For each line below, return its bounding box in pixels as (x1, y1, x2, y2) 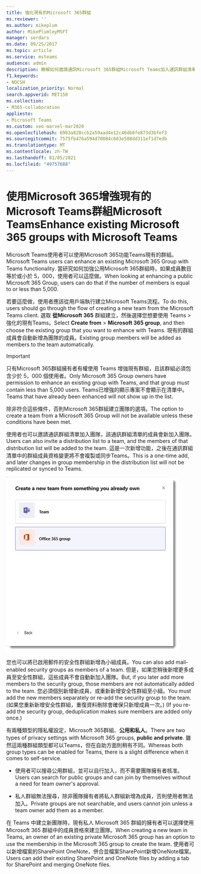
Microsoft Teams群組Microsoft (6, 204, 162, 218)
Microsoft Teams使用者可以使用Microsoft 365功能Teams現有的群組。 (6, 251, 178, 258)
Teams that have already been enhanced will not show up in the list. (6, 393, 173, 400)
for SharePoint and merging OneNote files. (6, 861, 111, 868)
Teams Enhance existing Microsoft (6, 217, 179, 231)
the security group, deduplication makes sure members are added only (17, 708, 193, 715)
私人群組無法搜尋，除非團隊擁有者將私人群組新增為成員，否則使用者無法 (14, 792, 193, 799)
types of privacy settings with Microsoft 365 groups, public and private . (6, 734, 184, 741)
